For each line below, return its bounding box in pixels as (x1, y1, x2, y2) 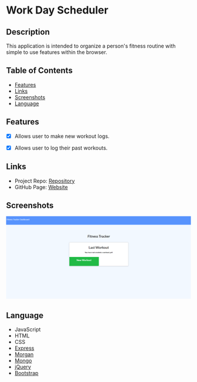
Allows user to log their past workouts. (14, 144, 108, 151)
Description (6, 27, 50, 37)
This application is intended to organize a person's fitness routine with (6, 42, 176, 49)
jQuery (14, 363, 31, 370)
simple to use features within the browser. (6, 49, 107, 56)
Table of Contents (6, 66, 73, 76)
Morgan (14, 351, 34, 358)
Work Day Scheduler (6, 4, 108, 17)
